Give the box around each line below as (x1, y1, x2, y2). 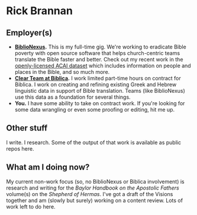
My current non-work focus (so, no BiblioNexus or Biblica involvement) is (6, 178, 185, 185)
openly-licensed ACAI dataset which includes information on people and (14, 62, 191, 69)
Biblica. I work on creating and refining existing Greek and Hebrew (14, 81, 177, 88)
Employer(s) (6, 28, 53, 38)
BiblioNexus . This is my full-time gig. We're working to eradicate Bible (14, 43, 186, 50)
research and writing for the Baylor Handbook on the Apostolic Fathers (6, 184, 179, 191)
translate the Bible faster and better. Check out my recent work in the (14, 56, 183, 63)
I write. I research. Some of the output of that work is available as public (6, 139, 182, 146)
